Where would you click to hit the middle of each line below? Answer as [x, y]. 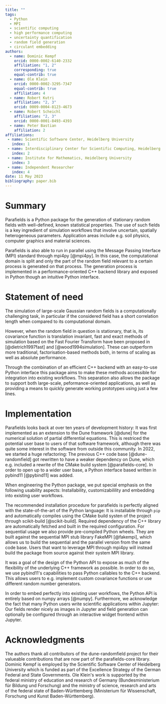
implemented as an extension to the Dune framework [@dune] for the [76, 433]
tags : [11, 14]
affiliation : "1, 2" [35, 65]
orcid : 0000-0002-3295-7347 [43, 84]
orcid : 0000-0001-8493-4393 [43, 121]
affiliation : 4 [30, 93]
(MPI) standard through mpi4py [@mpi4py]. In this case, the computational [82, 256]
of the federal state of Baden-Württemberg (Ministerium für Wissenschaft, [81, 691]
